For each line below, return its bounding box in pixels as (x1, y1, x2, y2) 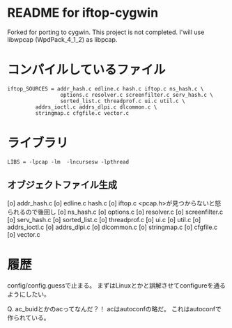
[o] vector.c (7, 230, 40, 238)
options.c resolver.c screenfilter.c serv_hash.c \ (60, 91, 214, 98)
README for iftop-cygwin (7, 5, 159, 21)
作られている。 (7, 313, 50, 322)
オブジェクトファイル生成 (7, 179, 117, 191)
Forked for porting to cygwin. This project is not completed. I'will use (7, 28, 205, 36)
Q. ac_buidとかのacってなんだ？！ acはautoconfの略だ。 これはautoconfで (7, 304, 222, 313)
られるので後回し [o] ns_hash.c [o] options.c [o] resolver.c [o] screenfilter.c (7, 208, 224, 216)
